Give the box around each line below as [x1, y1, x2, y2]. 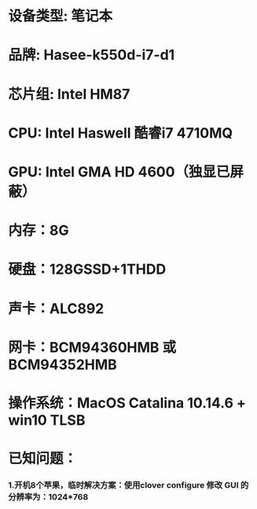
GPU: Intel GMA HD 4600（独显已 [8, 163, 230, 181]
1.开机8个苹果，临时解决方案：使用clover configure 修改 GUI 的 [8, 479, 249, 490]
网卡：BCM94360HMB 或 [8, 338, 177, 356]
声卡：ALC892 [8, 300, 105, 317]
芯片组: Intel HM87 [8, 85, 130, 103]
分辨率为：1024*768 [8, 491, 89, 502]
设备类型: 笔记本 [8, 7, 112, 25]
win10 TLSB [8, 411, 86, 429]
